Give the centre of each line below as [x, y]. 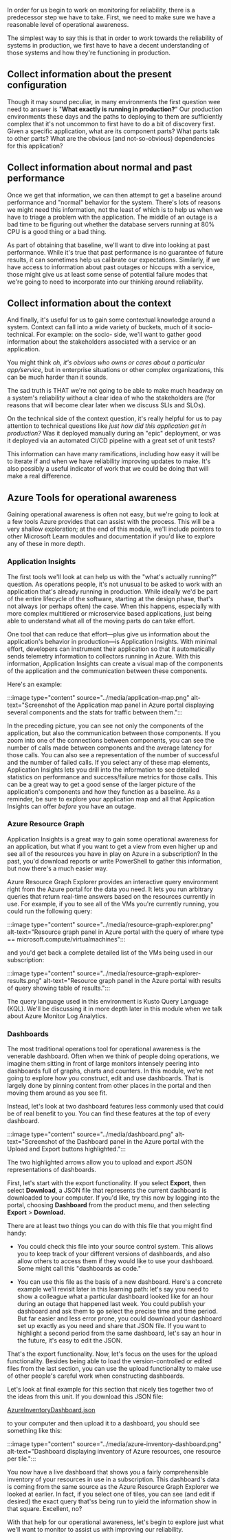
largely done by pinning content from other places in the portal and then [109, 1086]
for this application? [35, 146]
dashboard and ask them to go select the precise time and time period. [117, 1312]
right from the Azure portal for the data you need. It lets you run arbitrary [110, 889]
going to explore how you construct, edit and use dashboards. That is [106, 1078]
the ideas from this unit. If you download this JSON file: [85, 1396]
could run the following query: [50, 911]
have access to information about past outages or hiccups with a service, [111, 267]
